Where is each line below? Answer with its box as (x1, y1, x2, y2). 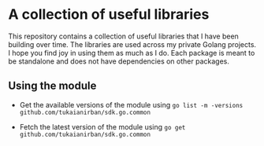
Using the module (8, 79, 97, 93)
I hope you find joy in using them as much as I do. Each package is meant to (8, 48, 255, 57)
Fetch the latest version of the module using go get (19, 122, 186, 131)
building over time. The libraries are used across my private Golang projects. (8, 39, 257, 49)
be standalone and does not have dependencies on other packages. (8, 57, 230, 66)
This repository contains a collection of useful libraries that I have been (8, 31, 239, 41)
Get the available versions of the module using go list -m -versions (19, 100, 244, 109)
